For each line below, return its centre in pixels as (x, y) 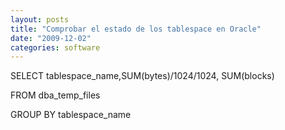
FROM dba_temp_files (55, 95)
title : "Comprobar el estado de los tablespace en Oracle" (136, 29)
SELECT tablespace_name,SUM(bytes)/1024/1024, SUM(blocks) (142, 76)
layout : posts (40, 19)
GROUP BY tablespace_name (71, 115)
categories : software (55, 47)
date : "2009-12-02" (51, 38)
